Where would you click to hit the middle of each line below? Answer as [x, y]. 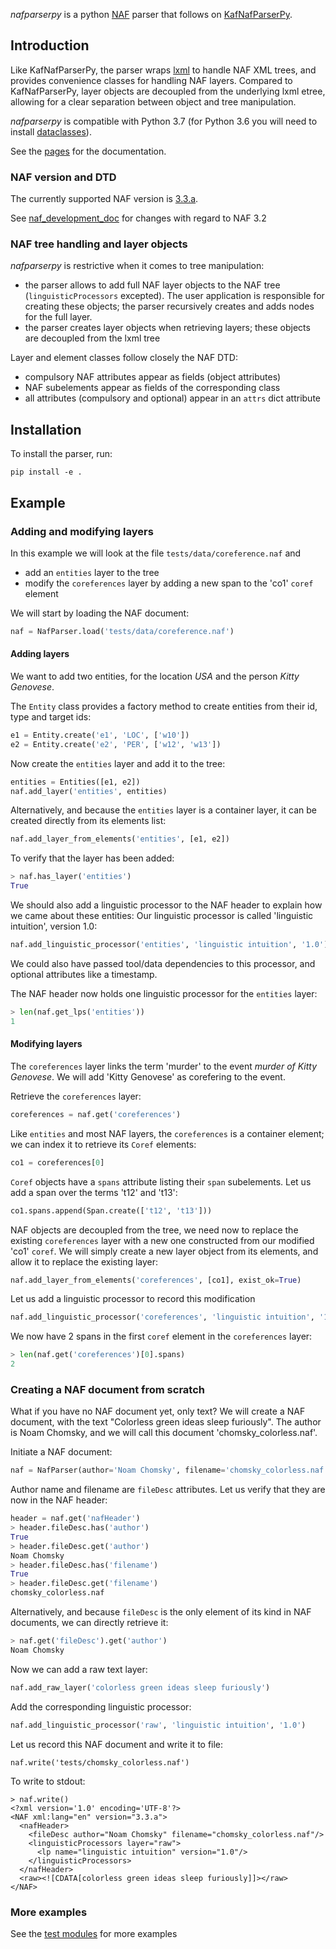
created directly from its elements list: [88, 821]
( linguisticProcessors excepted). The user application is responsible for [174, 296]
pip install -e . [46, 472]
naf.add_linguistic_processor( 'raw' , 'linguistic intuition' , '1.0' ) [158, 1725]
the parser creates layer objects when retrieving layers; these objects [167, 328]
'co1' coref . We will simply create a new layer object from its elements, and [164, 1251]
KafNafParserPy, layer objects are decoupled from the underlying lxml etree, [168, 91]
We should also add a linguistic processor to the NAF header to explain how [166, 905]
